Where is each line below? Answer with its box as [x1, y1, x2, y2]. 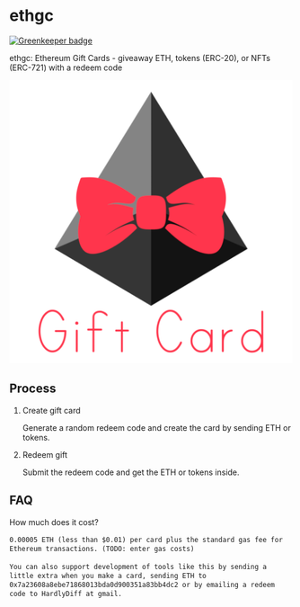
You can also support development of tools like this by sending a [9, 562, 268, 571]
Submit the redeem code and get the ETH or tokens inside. [22, 467, 240, 478]
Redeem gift [22, 449, 68, 460]
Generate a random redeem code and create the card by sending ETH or [22, 422, 292, 433]
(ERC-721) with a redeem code [9, 62, 123, 73]
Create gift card [22, 405, 81, 415]
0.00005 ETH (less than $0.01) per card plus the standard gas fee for [9, 535, 283, 544]
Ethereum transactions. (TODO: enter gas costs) [9, 544, 195, 553]
